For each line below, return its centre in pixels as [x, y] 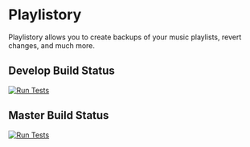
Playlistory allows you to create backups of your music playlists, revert [125, 37]
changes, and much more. [51, 45]
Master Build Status [59, 115]
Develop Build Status [61, 71]
